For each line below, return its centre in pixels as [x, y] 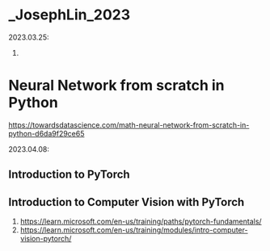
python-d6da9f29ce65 [46, 133]
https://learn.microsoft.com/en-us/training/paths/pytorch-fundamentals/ [141, 222]
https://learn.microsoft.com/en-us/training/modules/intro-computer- [134, 230]
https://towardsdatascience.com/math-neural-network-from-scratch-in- [129, 125]
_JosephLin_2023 [70, 15]
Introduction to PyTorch [70, 175]
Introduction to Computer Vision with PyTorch [127, 202]
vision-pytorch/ [46, 239]
